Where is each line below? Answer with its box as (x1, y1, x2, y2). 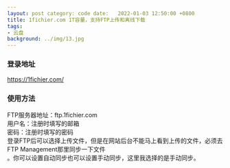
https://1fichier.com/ (7, 75, 64, 84)
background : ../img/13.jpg (7, 36, 84, 43)
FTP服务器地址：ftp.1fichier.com (7, 110, 98, 119)
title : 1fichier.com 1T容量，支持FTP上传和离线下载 (7, 16, 146, 23)
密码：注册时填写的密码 (7, 128, 73, 136)
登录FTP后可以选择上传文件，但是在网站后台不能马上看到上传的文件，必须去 (7, 136, 223, 145)
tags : (7, 23, 23, 29)
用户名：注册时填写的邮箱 (7, 119, 80, 128)
